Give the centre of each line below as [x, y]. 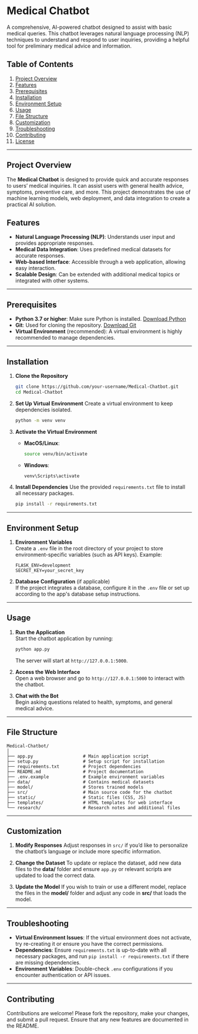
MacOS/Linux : [42, 443]
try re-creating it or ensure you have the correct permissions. [89, 944]
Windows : [36, 465]
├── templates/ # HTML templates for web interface [90, 802]
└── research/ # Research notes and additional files [94, 807]
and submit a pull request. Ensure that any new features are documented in [98, 1020]
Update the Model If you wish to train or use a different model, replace [101, 887]
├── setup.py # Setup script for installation [86, 761]
